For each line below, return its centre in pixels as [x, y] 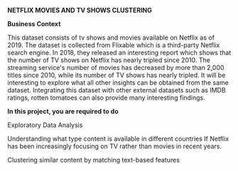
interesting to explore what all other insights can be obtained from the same [118, 83]
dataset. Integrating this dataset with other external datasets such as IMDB [117, 90]
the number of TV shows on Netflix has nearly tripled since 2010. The [109, 60]
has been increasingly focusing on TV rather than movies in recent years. [115, 146]
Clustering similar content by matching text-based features [93, 160]
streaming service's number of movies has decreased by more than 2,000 [116, 67]
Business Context [34, 24]
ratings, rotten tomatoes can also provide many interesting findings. [106, 98]
